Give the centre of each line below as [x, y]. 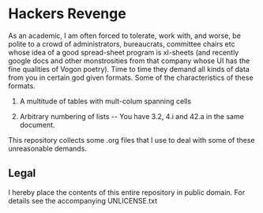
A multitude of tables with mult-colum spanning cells [105, 101]
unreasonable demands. [47, 148]
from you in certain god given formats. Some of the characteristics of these [131, 77]
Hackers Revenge [67, 14]
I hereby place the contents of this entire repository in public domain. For [127, 192]
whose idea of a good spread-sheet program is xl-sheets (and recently [124, 52]
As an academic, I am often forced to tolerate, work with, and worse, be [124, 35]
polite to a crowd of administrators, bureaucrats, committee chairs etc [122, 43]
